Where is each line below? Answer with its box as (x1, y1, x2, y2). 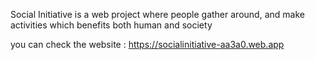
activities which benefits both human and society (10, 19, 213, 31)
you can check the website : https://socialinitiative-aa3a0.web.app (10, 39, 285, 50)
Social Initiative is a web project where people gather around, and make (10, 9, 305, 20)
